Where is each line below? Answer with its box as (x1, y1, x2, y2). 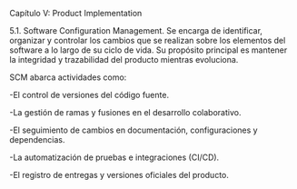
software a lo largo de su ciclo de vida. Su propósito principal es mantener (9, 45, 288, 55)
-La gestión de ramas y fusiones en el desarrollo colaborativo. (9, 107, 242, 117)
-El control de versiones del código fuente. (9, 90, 170, 100)
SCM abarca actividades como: (9, 72, 127, 83)
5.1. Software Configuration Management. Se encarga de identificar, (9, 25, 263, 35)
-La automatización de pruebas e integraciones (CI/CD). (9, 152, 220, 163)
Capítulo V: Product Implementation (9, 8, 143, 18)
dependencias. (9, 134, 65, 144)
